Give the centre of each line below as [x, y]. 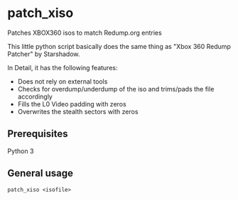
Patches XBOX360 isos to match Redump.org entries [85, 33]
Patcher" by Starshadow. [44, 54]
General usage [40, 173]
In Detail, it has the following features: [63, 67]
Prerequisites [38, 134]
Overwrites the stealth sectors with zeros [78, 111]
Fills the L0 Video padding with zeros [72, 104]
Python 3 [21, 151]
